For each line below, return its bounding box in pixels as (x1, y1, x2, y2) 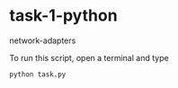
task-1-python (9, 5, 119, 26)
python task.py (9, 69, 67, 79)
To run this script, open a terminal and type (9, 52, 169, 63)
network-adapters (9, 35, 76, 46)
